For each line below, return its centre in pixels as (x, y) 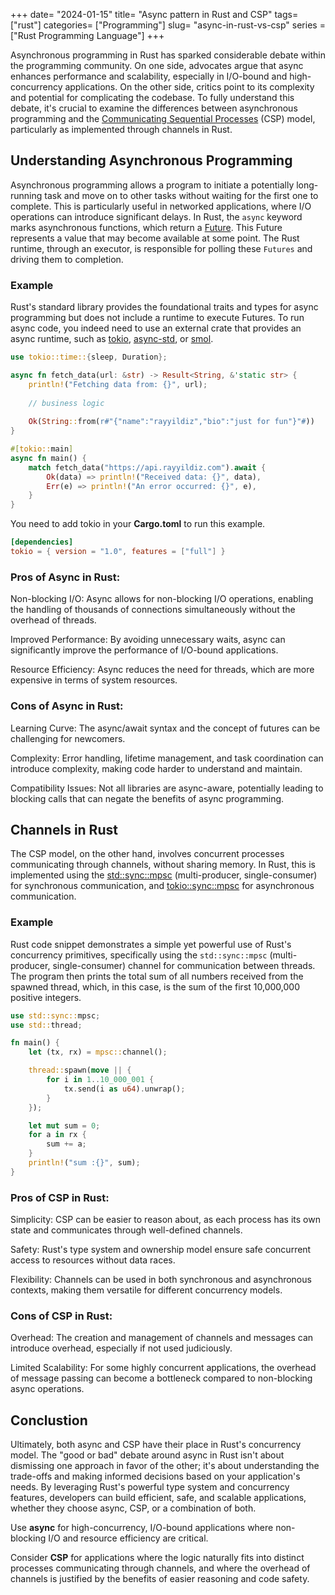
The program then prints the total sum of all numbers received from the (157, 976)
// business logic (66, 403)
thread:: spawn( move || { (80, 1070)
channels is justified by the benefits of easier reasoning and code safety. (160, 1579)
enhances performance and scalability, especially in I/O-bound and (149, 76)
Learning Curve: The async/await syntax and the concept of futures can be (165, 728)
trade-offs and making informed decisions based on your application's (155, 1476)
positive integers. (46, 997)
